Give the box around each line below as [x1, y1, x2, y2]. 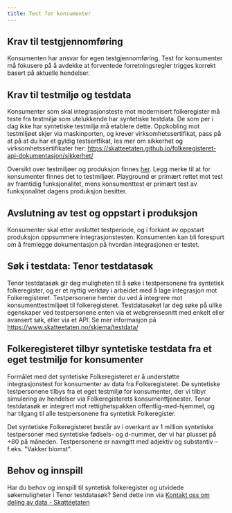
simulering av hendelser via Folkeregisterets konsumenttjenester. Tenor [7, 394, 211, 403]
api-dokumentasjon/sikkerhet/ [7, 152, 93, 160]
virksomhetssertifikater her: [7, 144, 87, 153]
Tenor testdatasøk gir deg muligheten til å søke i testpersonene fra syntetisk [7, 279, 224, 287]
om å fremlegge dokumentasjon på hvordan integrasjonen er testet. [7, 241, 200, 249]
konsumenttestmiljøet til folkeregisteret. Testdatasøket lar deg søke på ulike [7, 301, 223, 309]
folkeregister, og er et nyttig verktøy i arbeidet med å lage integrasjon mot [7, 286, 217, 295]
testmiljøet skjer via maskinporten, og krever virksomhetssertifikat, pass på [7, 130, 222, 138]
